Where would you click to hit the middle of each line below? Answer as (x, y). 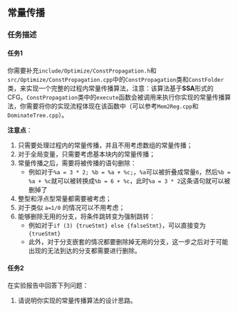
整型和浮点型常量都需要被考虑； (64, 199)
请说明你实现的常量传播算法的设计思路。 (77, 300)
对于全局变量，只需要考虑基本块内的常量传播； (86, 154)
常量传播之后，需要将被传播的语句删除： (77, 163)
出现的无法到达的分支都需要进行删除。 (84, 251)
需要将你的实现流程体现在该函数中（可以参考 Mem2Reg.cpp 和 (112, 106)
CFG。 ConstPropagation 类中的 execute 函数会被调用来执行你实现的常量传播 (116, 97)
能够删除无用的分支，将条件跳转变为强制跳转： (86, 216)
